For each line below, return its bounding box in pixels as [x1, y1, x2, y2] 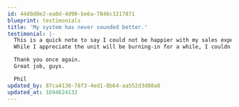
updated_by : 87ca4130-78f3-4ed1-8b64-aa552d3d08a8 [7, 82, 161, 89]
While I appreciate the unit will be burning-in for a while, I [14, 43, 208, 50]
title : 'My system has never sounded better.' [7, 23, 148, 30]
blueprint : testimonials [7, 17, 81, 24]
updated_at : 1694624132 [7, 89, 78, 96]
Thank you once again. [14, 56, 81, 64]
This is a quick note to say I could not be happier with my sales [14, 37, 218, 44]
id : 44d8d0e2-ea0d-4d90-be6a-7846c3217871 [7, 10, 135, 18]
